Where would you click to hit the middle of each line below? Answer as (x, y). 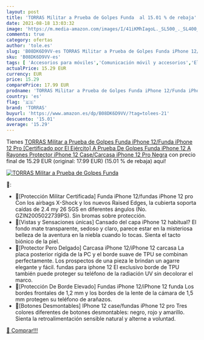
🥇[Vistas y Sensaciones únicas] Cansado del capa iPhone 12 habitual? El (106, 222)
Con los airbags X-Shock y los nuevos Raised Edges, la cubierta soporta (106, 203)
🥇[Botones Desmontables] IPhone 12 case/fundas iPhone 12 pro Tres (101, 306)
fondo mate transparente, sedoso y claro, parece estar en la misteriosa (104, 228)
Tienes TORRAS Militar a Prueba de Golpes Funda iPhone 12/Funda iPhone (100, 142)
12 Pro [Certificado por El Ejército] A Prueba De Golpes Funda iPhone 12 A (99, 148)
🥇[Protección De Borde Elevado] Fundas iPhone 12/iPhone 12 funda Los (104, 287)
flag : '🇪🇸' (21, 102)
